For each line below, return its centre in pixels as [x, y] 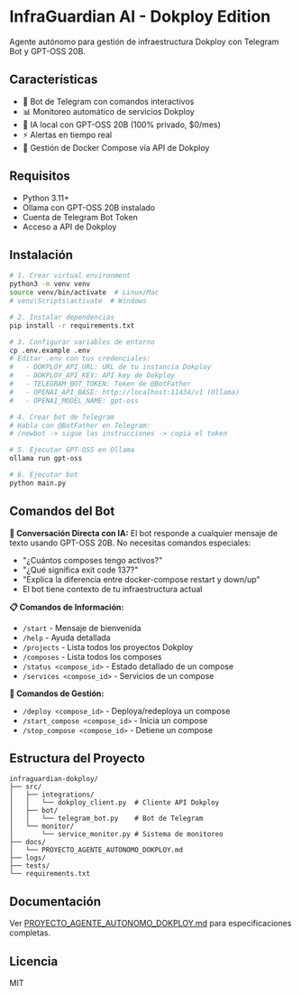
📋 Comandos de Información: [67, 607]
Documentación [55, 902]
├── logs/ [28, 858]
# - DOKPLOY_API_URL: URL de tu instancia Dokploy [110, 367]
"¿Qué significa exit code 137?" [80, 570]
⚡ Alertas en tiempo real [67, 135]
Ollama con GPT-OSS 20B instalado [89, 207]
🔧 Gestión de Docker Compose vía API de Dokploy [116, 147]
